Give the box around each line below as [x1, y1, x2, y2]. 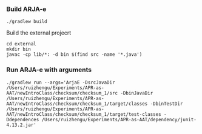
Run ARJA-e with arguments [6, 65, 92, 74]
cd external [6, 41, 36, 47]
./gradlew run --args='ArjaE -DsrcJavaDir [6, 79, 115, 85]
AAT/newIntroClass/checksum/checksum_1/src [6, 90, 118, 96]
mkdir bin [6, 46, 32, 53]
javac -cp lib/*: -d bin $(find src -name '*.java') [6, 52, 143, 58]
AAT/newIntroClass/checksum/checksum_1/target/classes [6, 101, 148, 107]
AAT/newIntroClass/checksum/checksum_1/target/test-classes [6, 111, 162, 117]
